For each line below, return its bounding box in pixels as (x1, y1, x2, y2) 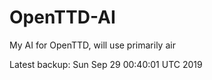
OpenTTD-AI (9, 6, 116, 29)
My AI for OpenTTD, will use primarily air (9, 39, 176, 51)
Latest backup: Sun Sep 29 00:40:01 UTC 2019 (9, 58, 203, 70)
